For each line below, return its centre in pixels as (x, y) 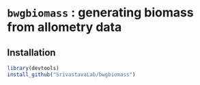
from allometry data (65, 27)
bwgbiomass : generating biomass (100, 13)
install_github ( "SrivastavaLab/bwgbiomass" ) (71, 74)
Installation (31, 52)
